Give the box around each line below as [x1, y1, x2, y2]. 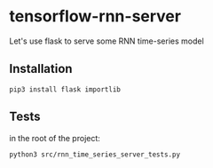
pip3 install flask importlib [9, 84, 122, 94]
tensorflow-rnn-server [9, 6, 182, 27]
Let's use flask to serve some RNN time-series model [9, 36, 204, 46]
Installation [9, 61, 73, 76]
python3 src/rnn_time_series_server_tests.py [9, 149, 180, 159]
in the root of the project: [9, 132, 100, 143]
